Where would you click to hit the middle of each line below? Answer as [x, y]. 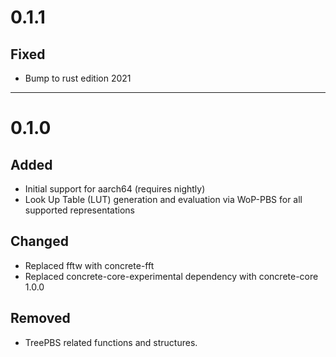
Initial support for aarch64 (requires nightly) [115, 189]
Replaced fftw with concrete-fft [89, 265]
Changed [39, 241]
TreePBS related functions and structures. [111, 342]
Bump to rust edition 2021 [78, 78]
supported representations [79, 210]
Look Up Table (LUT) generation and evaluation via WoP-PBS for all [163, 199]
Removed [40, 318]
